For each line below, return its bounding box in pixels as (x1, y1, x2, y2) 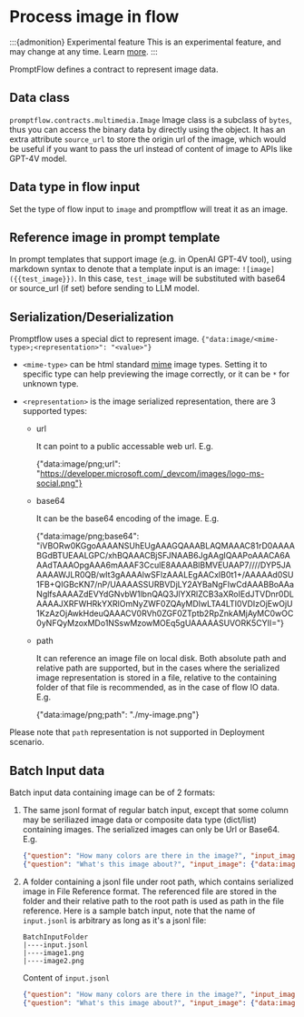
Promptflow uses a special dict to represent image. (9, 334, 200, 345)
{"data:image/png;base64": (35, 530, 140, 542)
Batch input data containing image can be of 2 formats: (9, 787, 216, 798)
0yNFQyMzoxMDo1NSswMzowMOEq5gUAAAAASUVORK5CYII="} (35, 618, 284, 629)
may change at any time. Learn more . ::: (9, 45, 159, 56)
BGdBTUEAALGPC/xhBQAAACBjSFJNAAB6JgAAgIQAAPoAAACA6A (35, 550, 290, 561)
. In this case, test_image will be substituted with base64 (74, 273, 286, 284)
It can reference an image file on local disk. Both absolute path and (35, 653, 287, 664)
